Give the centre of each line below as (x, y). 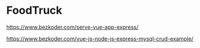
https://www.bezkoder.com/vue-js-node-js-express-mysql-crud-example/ (100, 38)
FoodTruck (34, 10)
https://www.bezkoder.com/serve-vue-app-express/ (73, 27)
